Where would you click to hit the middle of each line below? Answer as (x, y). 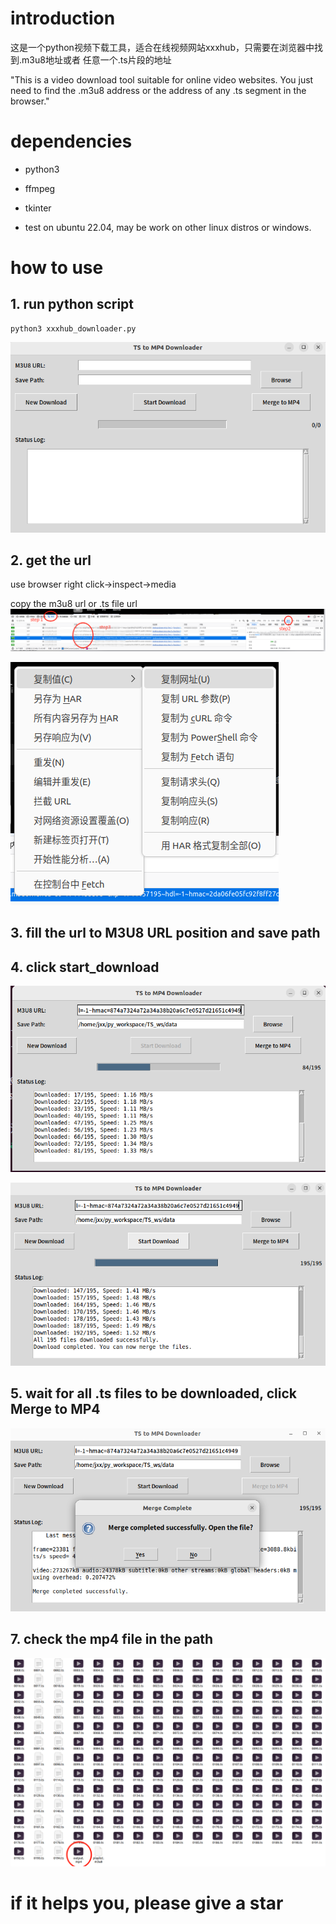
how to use (57, 268)
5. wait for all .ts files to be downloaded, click (153, 1393)
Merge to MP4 (55, 1409)
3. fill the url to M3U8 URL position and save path (165, 933)
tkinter (38, 208)
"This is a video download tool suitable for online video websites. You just (162, 79)
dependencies (71, 141)
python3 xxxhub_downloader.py (73, 328)
